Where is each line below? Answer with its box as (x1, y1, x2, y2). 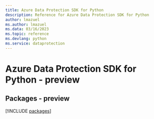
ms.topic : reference (5, 31, 49, 36)
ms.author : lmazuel (5, 22, 47, 27)
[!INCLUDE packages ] (5, 108, 52, 114)
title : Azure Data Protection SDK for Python (5, 7, 104, 13)
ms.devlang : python (5, 36, 47, 42)
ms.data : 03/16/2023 (5, 27, 49, 32)
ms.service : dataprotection (5, 41, 65, 46)
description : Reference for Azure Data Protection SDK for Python (5, 12, 149, 17)
